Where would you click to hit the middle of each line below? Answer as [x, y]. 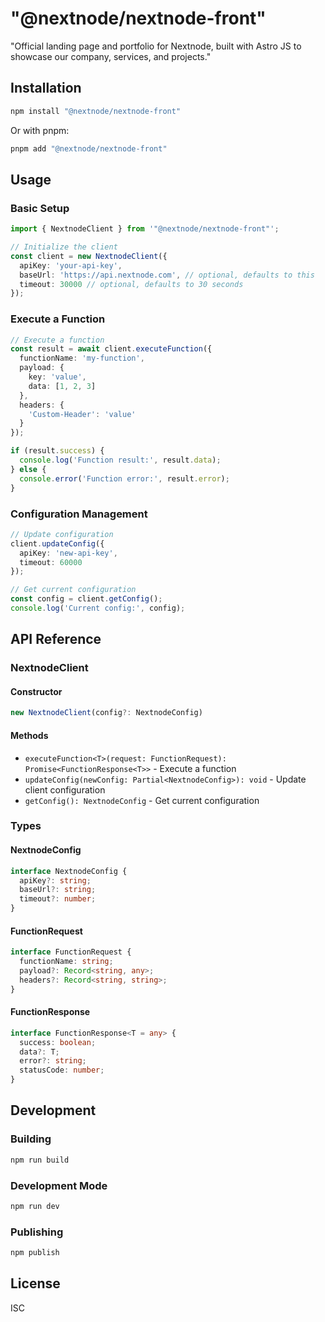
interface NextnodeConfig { [69, 871]
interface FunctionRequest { [71, 952]
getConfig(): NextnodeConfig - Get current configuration [142, 800]
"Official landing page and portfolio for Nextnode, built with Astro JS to [156, 46]
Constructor [36, 691]
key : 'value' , [57, 377]
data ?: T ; [39, 1052]
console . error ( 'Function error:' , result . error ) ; [124, 478]
